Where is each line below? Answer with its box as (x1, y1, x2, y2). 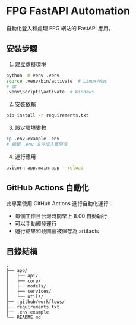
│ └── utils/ (6, 293, 44, 300)
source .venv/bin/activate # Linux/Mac (6, 78, 108, 84)
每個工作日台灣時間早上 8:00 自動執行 (14, 212, 108, 220)
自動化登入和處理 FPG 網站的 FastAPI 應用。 (6, 24, 114, 32)
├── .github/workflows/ (6, 299, 65, 305)
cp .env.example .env (6, 136, 60, 142)
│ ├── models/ (6, 283, 46, 289)
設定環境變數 (14, 124, 46, 132)
